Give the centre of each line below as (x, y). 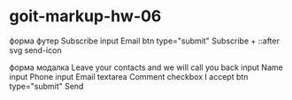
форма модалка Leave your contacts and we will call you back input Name (146, 67)
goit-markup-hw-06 (85, 16)
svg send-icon (35, 50)
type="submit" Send (46, 86)
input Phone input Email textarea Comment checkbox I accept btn (129, 76)
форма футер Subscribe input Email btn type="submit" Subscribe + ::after (145, 41)
